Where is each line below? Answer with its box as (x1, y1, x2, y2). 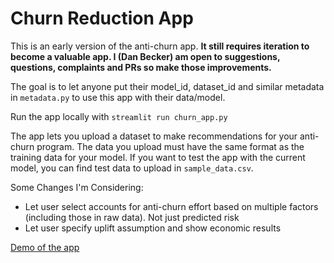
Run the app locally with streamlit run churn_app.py (10, 110, 228, 122)
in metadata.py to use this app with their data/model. (10, 91, 226, 103)
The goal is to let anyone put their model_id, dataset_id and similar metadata (10, 80, 325, 92)
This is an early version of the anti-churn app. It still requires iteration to (10, 40, 310, 52)
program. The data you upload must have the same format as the (36, 140, 305, 152)
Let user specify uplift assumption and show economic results (24, 222, 282, 234)
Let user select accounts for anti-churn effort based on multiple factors (24, 200, 319, 212)
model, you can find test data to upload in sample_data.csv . (10, 162, 254, 174)
